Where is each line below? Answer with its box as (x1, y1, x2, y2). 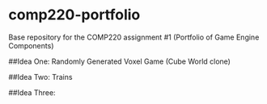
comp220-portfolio (8, 6, 141, 24)
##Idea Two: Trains (8, 72, 73, 81)
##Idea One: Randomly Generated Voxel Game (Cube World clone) (8, 56, 231, 66)
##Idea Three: (8, 87, 56, 98)
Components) (8, 40, 54, 50)
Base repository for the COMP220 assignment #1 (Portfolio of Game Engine (8, 32, 260, 42)
